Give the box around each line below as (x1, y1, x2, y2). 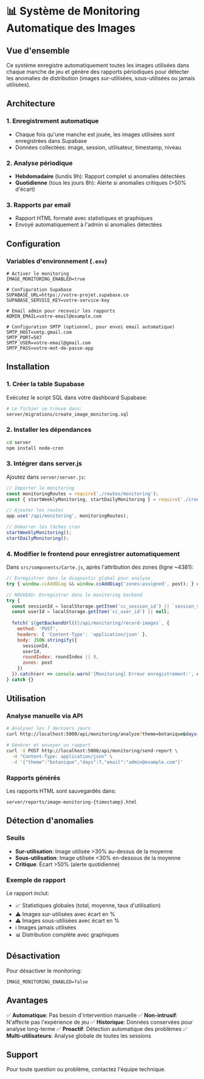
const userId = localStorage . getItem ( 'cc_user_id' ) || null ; (12, 609, 170, 615)
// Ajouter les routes (6, 507, 64, 513)
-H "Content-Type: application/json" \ (12, 753, 113, 760)
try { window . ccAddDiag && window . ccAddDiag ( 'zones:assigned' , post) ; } (6, 581, 194, 587)
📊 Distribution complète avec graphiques (15, 931, 120, 938)
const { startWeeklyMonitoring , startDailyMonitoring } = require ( (6, 496, 181, 502)
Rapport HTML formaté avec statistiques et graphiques (15, 215, 153, 222)
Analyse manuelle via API (6, 712, 83, 720)
